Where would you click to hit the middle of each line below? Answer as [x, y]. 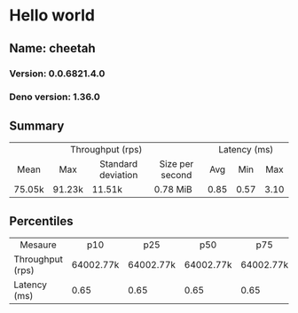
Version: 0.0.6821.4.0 [57, 74]
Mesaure [39, 245]
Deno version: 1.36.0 [55, 97]
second [176, 176]
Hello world [52, 16]
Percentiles [41, 221]
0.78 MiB [173, 190]
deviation [118, 176]
